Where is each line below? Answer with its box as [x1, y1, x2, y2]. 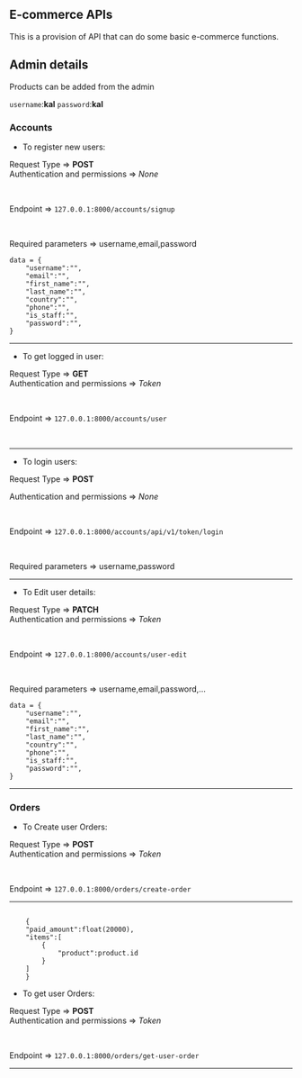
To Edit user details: [22, 586, 96, 597]
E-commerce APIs [9, 7, 113, 23]
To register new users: [22, 141, 106, 152]
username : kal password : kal [9, 98, 103, 109]
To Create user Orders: [22, 821, 108, 832]
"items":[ [25, 933, 63, 942]
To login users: [22, 456, 78, 467]
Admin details [9, 58, 89, 73]
